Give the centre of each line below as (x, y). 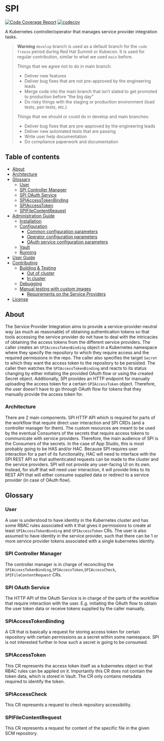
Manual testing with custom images (55, 289)
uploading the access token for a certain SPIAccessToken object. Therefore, (80, 383)
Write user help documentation (56, 136)
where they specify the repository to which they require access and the (77, 352)
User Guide (23, 257)
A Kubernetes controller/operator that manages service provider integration (81, 31)
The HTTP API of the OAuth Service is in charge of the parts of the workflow (82, 598)
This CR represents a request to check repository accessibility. (68, 705)
